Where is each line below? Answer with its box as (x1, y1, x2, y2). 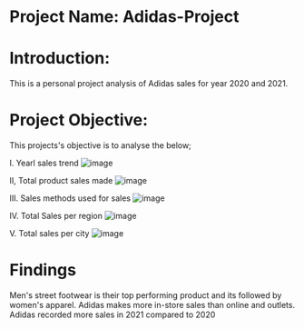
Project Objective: (9, 110, 148, 131)
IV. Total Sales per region (9, 211, 103, 222)
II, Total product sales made (9, 175, 113, 186)
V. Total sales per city (9, 228, 90, 239)
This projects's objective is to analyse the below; (9, 140, 192, 151)
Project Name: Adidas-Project (9, 6, 240, 27)
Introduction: (9, 48, 111, 69)
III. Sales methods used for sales (9, 193, 132, 204)
